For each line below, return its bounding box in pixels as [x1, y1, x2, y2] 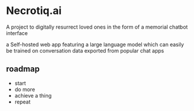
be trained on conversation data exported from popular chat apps [6, 47, 164, 54]
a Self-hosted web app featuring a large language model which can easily [6, 41, 185, 48]
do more [14, 86, 35, 93]
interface [6, 29, 28, 36]
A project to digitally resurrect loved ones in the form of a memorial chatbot [6, 23, 188, 30]
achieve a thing [14, 92, 52, 99]
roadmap [6, 64, 40, 74]
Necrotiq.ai [6, 4, 62, 18]
